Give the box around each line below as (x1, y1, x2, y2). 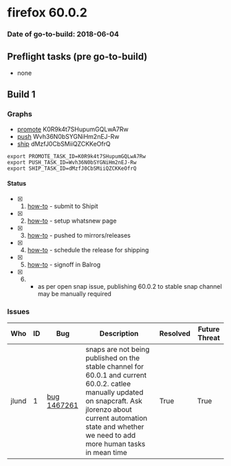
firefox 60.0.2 (7, 5, 88, 21)
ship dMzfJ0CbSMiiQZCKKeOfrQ (16, 140, 111, 148)
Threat (197, 333, 220, 343)
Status (7, 179, 27, 188)
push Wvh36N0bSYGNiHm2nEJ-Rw (16, 132, 120, 140)
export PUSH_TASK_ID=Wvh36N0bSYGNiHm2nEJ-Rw (7, 159, 137, 166)
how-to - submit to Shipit (27, 201, 98, 210)
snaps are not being (85, 345, 150, 355)
